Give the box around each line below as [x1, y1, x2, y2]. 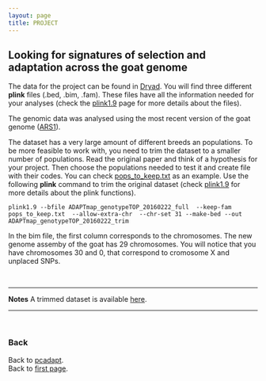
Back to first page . [8, 364, 69, 373]
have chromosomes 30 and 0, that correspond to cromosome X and [8, 248, 230, 257]
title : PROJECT [8, 19, 59, 27]
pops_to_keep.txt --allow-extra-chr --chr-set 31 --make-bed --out [8, 211, 243, 219]
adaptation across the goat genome [8, 60, 188, 74]
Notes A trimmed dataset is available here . [8, 295, 147, 304]
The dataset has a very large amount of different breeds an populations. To [8, 138, 253, 147]
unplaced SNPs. [8, 257, 61, 266]
